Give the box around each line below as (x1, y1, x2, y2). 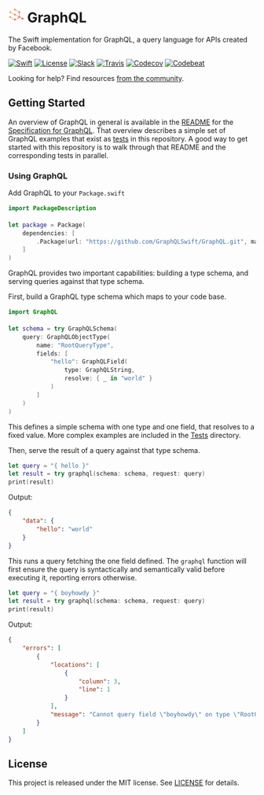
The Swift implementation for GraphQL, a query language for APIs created (8, 35, 247, 44)
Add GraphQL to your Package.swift (8, 188, 126, 198)
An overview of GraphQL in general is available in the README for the (8, 117, 234, 127)
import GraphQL (8, 308, 58, 316)
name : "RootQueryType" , (36, 341, 114, 349)
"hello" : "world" (36, 525, 93, 533)
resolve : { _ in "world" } (64, 374, 153, 383)
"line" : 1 (78, 686, 111, 694)
